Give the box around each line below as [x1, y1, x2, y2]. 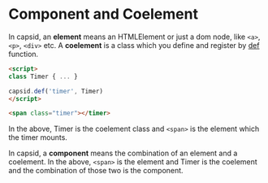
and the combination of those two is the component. [8, 166, 184, 176]
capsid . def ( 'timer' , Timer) [8, 87, 104, 95]
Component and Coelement [8, 5, 199, 24]
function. [8, 49, 39, 59]
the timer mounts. [8, 133, 67, 142]
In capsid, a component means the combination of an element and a [8, 148, 238, 159]
